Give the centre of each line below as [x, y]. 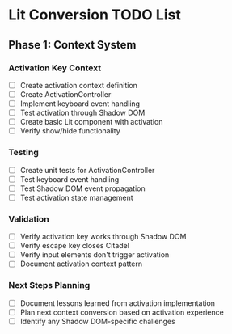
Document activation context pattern [81, 264]
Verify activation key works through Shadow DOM [103, 237]
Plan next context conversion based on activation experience [122, 312]
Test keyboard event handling [70, 179]
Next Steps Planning [49, 285]
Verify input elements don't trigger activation [95, 255]
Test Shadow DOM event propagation [82, 188]
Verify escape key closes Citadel [74, 246]
